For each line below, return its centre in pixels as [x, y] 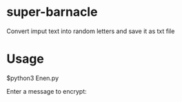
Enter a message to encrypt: [47, 91]
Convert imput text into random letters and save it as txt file [91, 31]
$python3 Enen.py [33, 78]
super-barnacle [52, 12]
